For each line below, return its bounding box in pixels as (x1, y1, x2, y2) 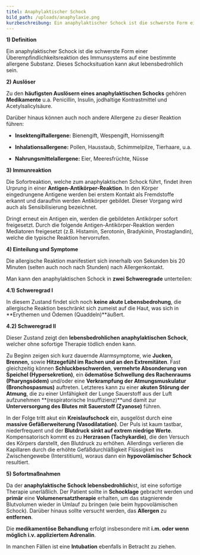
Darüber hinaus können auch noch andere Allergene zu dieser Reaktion (6, 114, 182, 121)
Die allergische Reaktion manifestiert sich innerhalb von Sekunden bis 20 (6, 257, 186, 264)
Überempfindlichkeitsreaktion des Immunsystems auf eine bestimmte (6, 54, 177, 61)
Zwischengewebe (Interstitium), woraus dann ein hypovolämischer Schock (6, 452, 192, 460)
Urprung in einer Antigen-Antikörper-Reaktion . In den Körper (6, 184, 159, 192)
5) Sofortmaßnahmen (6, 470, 61, 477)
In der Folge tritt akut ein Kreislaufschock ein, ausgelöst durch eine (6, 414, 173, 421)
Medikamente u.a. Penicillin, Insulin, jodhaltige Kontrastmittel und (6, 96, 167, 103)
